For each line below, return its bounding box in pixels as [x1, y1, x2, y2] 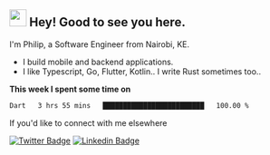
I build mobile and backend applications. [22, 56, 174, 67]
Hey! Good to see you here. [28, 15, 186, 30]
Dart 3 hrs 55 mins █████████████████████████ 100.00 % [9, 101, 249, 110]
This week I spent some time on [9, 83, 131, 94]
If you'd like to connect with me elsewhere [9, 117, 168, 128]
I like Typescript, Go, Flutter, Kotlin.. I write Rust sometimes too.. [22, 65, 261, 77]
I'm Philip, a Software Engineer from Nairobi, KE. [9, 38, 190, 50]
